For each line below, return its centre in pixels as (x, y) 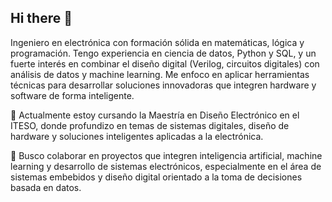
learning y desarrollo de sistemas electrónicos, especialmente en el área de (166, 166)
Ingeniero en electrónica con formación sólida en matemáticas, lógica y (157, 42)
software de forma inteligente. (72, 95)
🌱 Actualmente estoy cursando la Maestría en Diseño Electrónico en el (155, 115)
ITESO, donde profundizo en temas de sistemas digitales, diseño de (150, 125)
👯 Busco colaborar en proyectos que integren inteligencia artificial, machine (166, 155)
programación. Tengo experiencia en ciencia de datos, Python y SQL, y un (163, 53)
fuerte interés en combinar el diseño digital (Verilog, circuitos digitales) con (165, 63)
